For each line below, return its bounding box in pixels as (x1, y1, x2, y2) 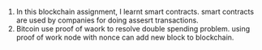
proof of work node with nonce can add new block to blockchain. (15, 32, 234, 42)
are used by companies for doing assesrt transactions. (15, 15, 199, 25)
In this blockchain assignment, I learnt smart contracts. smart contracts (15, 7, 254, 16)
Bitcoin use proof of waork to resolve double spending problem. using (15, 24, 251, 33)
